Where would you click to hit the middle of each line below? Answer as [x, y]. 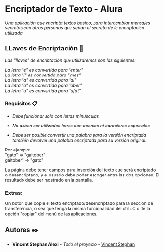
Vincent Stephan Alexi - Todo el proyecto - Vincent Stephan [73, 244]
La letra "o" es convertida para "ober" [44, 85]
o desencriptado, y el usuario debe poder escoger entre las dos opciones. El [82, 175]
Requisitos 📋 [21, 103]
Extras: [14, 193]
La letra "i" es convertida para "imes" [43, 75]
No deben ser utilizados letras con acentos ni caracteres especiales [81, 126]
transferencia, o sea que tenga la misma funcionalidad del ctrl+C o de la [78, 209]
